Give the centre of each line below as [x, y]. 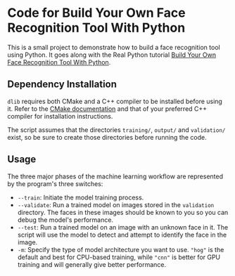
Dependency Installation [62, 85]
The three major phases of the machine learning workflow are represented [115, 176]
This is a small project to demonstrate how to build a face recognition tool [114, 47]
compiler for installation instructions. [60, 116]
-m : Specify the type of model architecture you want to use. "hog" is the [121, 249]
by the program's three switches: [55, 183]
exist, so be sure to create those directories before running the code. [107, 137]
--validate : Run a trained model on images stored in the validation [116, 204]
